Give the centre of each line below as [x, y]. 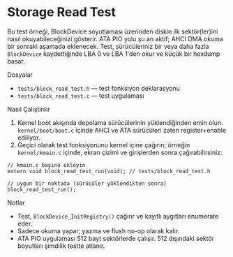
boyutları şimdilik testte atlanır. [61, 246]
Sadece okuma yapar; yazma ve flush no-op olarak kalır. [98, 230]
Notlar [16, 203]
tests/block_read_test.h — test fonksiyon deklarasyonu [98, 88]
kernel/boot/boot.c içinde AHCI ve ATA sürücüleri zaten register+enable [122, 130]
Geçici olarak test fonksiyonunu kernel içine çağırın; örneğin [104, 145]
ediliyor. [29, 138]
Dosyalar [20, 75]
